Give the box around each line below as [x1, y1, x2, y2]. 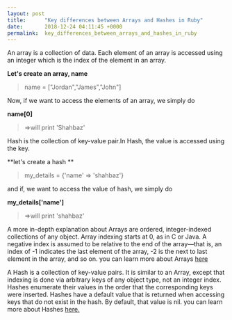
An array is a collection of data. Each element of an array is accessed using [7, 49, 223, 57]
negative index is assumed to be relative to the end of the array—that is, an [7, 240, 222, 248]
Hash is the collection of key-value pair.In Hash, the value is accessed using [7, 137, 225, 145]
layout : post [7, 10, 45, 17]
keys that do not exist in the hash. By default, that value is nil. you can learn [7, 298, 223, 306]
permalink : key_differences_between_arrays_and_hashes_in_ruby [7, 29, 197, 37]
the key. [7, 144, 30, 153]
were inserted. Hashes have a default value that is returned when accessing [7, 290, 225, 299]
